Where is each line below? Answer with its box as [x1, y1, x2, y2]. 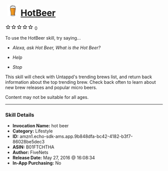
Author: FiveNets [12, 149, 48, 155]
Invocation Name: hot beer [12, 123, 69, 129]
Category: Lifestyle [12, 128, 53, 134]
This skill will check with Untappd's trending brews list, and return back [5, 74, 152, 80]
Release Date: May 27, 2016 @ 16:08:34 [12, 155, 95, 161]
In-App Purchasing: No [12, 160, 61, 166]
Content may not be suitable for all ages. [5, 94, 89, 100]
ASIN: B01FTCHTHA [12, 144, 54, 150]
